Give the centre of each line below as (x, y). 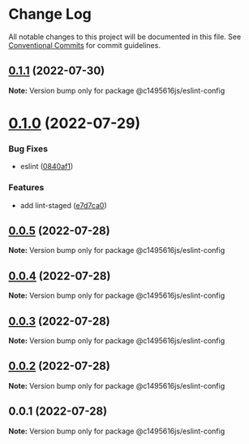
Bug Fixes (28, 149)
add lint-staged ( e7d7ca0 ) (63, 205)
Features (26, 188)
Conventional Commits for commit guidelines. (84, 45)
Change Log (50, 14)
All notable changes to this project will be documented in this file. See (125, 37)
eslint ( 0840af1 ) (47, 167)
